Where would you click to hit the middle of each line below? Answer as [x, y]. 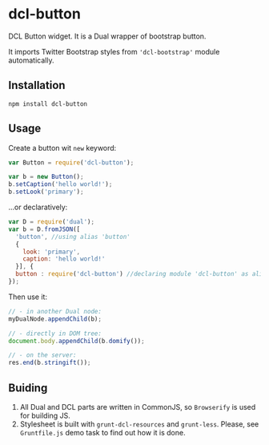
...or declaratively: [38, 207]
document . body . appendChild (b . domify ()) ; [77, 341]
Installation [37, 85]
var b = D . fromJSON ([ [44, 229]
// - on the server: [43, 355]
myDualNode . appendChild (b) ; [55, 319]
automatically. [31, 60]
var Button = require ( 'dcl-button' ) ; [71, 162]
